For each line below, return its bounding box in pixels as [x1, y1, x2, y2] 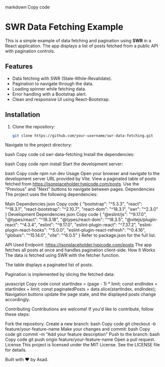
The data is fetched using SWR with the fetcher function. [5, 252, 120, 258]
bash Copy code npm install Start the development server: [5, 161, 123, 167]
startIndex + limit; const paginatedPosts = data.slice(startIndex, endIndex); [5, 286, 156, 292]
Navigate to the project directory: [5, 142, 72, 148]
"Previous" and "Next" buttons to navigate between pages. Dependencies [5, 186, 155, 192]
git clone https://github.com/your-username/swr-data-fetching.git [12, 133, 153, 138]
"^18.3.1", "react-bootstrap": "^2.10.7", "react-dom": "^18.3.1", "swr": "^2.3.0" [5, 206, 158, 212]
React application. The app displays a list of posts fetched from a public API [5, 43, 158, 49]
